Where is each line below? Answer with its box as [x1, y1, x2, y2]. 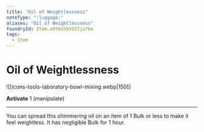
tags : [6, 31, 20, 38]
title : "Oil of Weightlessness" [6, 8, 88, 15]
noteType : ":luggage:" [6, 15, 64, 21]
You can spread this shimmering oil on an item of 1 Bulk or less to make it [6, 112, 189, 119]
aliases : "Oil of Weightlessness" [6, 20, 94, 26]
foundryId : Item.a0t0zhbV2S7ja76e [6, 25, 94, 32]
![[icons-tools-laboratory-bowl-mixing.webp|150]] [6, 83, 131, 90]
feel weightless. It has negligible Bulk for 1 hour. [6, 119, 126, 126]
